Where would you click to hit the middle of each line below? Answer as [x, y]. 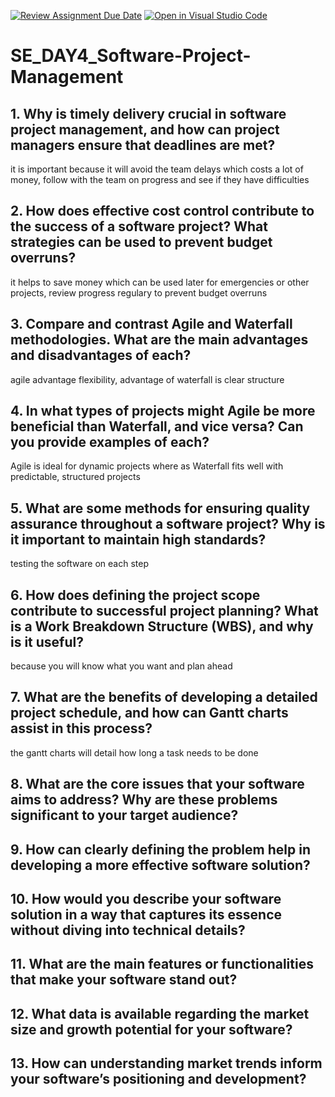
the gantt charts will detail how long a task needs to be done [134, 752]
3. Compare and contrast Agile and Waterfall [151, 324]
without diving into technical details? [128, 930]
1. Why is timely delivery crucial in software [148, 113]
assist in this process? [81, 728]
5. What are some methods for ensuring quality [160, 508]
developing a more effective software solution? [160, 865]
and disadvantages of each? [101, 355]
